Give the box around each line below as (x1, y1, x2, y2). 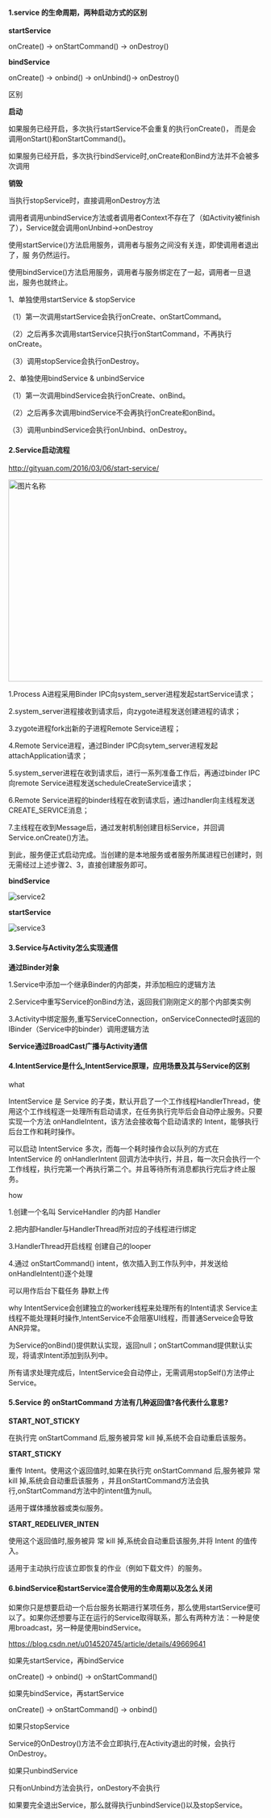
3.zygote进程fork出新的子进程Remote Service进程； (8, 723, 181, 733)
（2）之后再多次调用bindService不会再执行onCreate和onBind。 (8, 408, 220, 418)
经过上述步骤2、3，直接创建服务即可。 (22, 860, 152, 870)
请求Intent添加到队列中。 (29, 1350, 113, 1360)
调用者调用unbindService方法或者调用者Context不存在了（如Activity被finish (8, 213, 261, 222)
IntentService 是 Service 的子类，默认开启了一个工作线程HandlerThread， (8, 1096, 254, 1106)
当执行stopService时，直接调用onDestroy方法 (8, 196, 161, 205)
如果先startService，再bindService (8, 1656, 124, 1665)
